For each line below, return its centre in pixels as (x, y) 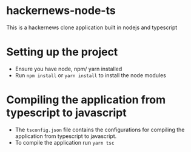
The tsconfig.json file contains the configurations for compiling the (100, 130)
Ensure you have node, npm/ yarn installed (69, 69)
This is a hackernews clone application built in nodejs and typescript (92, 27)
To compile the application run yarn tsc (65, 142)
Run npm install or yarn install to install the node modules (91, 75)
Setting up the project (62, 52)
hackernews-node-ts (61, 11)
